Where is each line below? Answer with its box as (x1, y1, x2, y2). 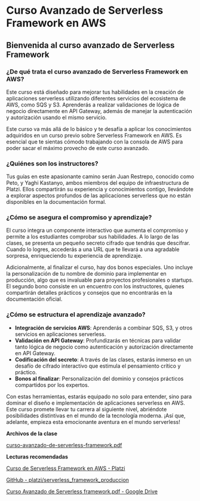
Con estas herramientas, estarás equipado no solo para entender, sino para (6, 393, 192, 400)
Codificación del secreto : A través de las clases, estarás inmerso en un (14, 356, 192, 363)
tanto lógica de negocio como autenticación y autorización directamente (14, 343, 193, 350)
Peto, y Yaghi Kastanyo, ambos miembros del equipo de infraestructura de (6, 179, 189, 187)
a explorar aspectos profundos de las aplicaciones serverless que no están (6, 192, 191, 199)
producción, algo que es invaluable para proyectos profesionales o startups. (6, 276, 194, 284)
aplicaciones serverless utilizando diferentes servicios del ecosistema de (6, 94, 186, 102)
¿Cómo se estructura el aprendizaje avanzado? (6, 310, 146, 319)
